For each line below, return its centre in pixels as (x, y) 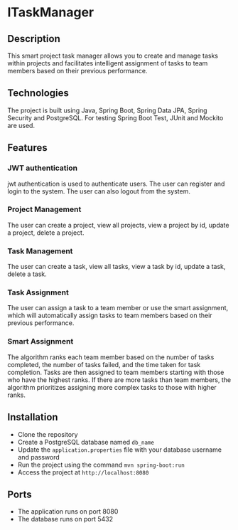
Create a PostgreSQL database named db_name (86, 442)
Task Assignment (38, 292)
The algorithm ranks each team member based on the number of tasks (111, 357)
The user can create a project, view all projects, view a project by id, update (118, 225)
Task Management (40, 251)
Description (34, 39)
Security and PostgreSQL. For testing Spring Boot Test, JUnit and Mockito (115, 117)
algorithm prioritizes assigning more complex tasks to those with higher (112, 387)
